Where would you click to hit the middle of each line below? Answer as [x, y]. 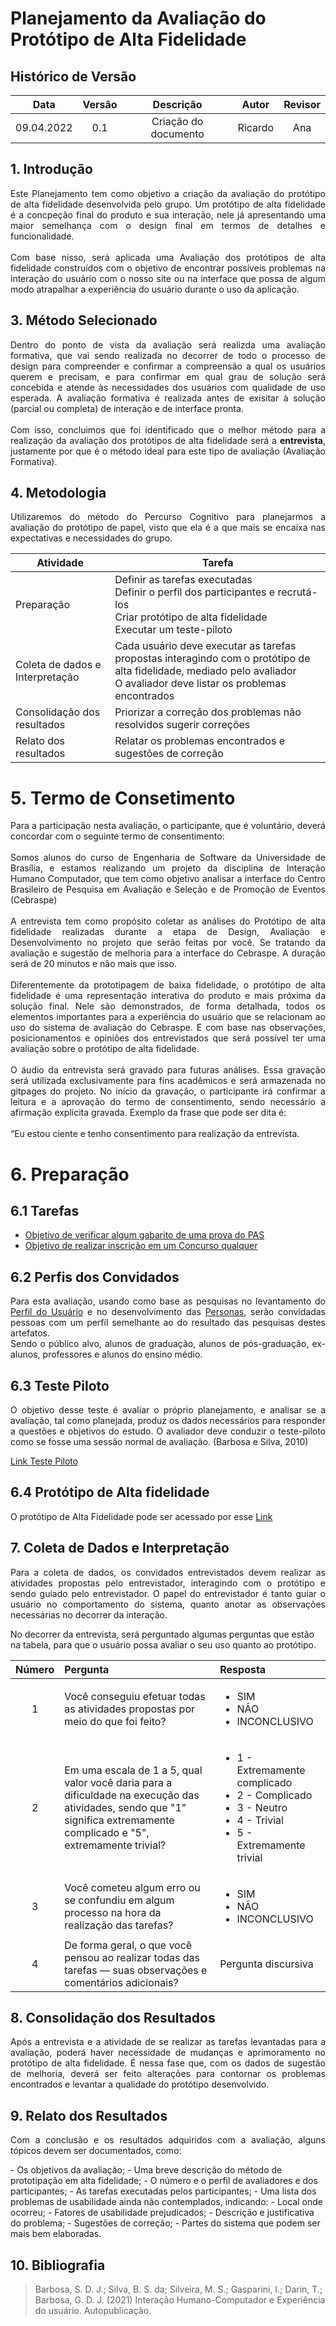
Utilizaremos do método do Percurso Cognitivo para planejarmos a [168, 517]
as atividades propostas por [130, 1709]
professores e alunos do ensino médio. [122, 1354]
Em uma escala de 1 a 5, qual [133, 1770]
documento [177, 134]
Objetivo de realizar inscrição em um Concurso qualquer [141, 1246]
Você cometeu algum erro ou [132, 1887]
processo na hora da [113, 1912]
